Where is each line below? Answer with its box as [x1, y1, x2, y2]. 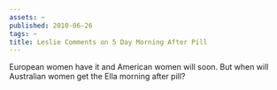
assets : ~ [9, 12, 46, 22]
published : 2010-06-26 [9, 21, 93, 30]
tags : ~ [9, 29, 38, 38]
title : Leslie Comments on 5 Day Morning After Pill [9, 37, 208, 47]
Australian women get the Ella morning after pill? [9, 71, 186, 82]
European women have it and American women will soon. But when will [9, 62, 269, 72]
